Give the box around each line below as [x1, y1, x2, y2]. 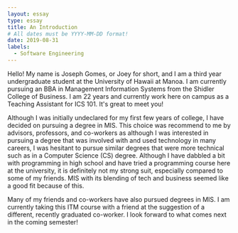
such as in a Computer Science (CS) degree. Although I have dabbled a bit [7, 151, 225, 160]
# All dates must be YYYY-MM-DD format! [7, 30, 129, 38]
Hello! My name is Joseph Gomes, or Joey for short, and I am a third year [7, 69, 222, 78]
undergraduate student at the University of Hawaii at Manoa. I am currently [7, 77, 227, 85]
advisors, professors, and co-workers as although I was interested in [7, 129, 209, 137]
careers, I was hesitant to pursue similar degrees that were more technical [7, 143, 225, 152]
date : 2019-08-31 [7, 37, 59, 44]
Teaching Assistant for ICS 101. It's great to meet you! [7, 99, 164, 108]
